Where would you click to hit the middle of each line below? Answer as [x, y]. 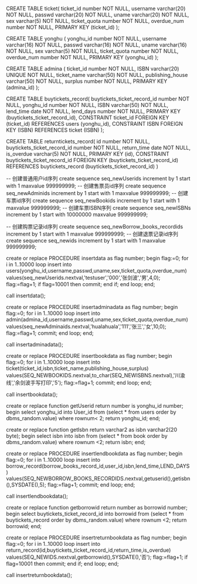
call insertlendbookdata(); [37, 496]
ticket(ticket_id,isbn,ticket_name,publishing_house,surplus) [77, 368]
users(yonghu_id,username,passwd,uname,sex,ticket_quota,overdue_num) [97, 271]
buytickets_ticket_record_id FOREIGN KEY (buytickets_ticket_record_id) [92, 160]
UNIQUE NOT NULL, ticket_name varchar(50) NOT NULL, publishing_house [97, 75]
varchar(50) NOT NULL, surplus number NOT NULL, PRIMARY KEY [87, 81]
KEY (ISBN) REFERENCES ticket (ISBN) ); [55, 130]
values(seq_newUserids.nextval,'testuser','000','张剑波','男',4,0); [83, 278]
